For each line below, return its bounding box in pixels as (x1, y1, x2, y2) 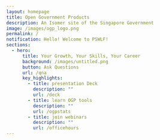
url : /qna (22, 70, 47, 76)
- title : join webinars (28, 114, 87, 120)
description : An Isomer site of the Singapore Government (6, 20, 154, 26)
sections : (6, 42, 31, 48)
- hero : (11, 48, 31, 54)
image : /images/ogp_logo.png (6, 25, 79, 32)
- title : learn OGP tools (28, 97, 93, 103)
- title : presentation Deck (28, 81, 98, 87)
